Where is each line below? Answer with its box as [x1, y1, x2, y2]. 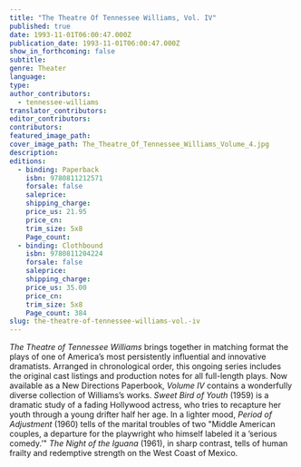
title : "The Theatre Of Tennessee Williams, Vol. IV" [9, 13, 218, 23]
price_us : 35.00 [25, 283, 88, 292]
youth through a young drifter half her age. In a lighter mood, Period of [9, 409, 273, 420]
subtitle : [9, 55, 47, 64]
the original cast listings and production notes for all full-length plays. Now [9, 371, 288, 382]
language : [9, 73, 47, 82]
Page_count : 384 [25, 308, 88, 317]
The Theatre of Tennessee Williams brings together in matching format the [9, 342, 288, 353]
